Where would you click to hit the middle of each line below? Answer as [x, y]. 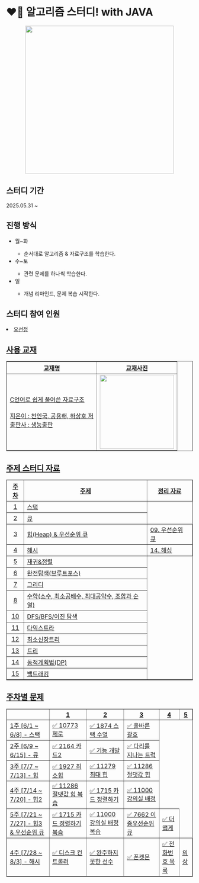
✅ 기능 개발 [105, 750]
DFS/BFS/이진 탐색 [52, 617]
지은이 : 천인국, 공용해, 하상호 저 [52, 416]
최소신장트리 [44, 639]
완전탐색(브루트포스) [54, 573]
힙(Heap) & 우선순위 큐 [57, 534]
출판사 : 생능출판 [31, 425]
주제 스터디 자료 [33, 468]
